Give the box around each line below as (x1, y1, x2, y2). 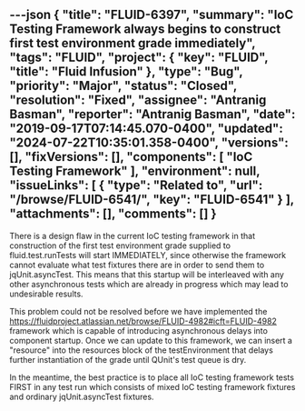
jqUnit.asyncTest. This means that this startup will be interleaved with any (9, 268, 284, 280)
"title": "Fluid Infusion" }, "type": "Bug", (9, 64, 243, 80)
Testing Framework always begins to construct (9, 22, 281, 37)
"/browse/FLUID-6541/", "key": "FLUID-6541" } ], (9, 192, 295, 207)
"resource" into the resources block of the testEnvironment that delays (9, 345, 274, 356)
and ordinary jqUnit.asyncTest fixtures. (9, 391, 154, 402)
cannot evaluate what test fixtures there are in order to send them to (9, 259, 265, 270)
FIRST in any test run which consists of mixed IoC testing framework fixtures (9, 381, 296, 392)
